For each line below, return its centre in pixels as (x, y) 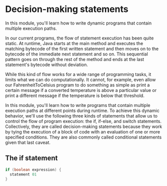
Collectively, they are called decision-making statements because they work (84, 126)
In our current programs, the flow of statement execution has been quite (79, 38)
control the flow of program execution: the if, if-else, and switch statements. (83, 121)
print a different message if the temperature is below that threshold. (75, 95)
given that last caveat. (28, 142)
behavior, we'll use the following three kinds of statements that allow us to (81, 115)
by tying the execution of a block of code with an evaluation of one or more (83, 131)
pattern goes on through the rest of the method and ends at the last (75, 59)
